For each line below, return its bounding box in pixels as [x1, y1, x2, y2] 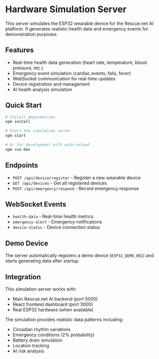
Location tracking [12, 343, 50, 349]
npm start [5, 133, 26, 138]
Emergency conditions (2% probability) [12, 332, 95, 338]
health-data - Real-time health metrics [12, 213, 94, 219]
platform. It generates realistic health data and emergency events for [5, 25, 148, 31]
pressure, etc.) [12, 64, 44, 71]
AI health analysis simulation [12, 86, 72, 92]
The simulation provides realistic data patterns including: [5, 316, 124, 323]
